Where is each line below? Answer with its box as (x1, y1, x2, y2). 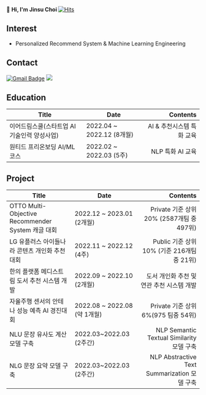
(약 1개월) (74, 310, 102, 319)
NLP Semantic (156, 326, 197, 334)
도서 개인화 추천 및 (146, 272, 197, 280)
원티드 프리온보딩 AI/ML (9, 143, 75, 151)
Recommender (9, 217, 52, 226)
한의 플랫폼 (9, 267, 40, 276)
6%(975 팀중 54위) (141, 311, 197, 320)
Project (6, 173, 35, 183)
